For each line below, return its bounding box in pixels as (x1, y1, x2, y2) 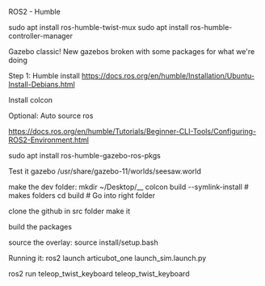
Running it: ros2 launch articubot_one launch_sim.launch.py (8, 254, 207, 263)
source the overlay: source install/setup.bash (8, 238, 159, 247)
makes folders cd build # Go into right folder (8, 191, 156, 200)
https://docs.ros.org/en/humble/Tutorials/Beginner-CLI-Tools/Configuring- (8, 127, 257, 136)
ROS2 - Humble (8, 7, 61, 16)
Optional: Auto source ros (8, 111, 94, 120)
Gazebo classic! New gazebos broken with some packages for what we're (8, 47, 255, 56)
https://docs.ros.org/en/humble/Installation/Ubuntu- (82, 71, 254, 80)
